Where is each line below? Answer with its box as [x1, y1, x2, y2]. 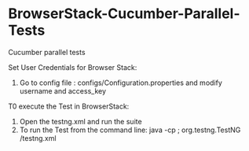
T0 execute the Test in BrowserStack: [8, 101, 130, 111]
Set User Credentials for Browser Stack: [8, 62, 137, 72]
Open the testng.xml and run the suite [19, 116, 143, 126]
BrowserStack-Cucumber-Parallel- [8, 5, 241, 23]
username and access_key [19, 86, 107, 95]
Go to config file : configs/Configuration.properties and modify [19, 78, 222, 87]
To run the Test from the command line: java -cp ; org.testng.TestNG [19, 125, 241, 134]
